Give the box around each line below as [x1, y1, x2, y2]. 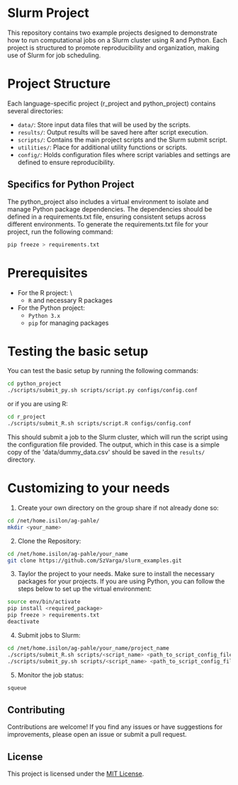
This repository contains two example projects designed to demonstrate [7, 28, 217, 37]
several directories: [7, 106, 64, 115]
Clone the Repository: [17, 537, 81, 545]
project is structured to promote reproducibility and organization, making [7, 43, 220, 52]
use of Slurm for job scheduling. [7, 51, 101, 59]
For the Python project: [17, 303, 85, 312]
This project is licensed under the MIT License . [7, 769, 144, 778]
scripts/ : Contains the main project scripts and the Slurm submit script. [17, 135, 228, 144]
